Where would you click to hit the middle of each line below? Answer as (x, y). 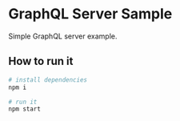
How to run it (41, 61)
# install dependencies (48, 80)
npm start (25, 109)
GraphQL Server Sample (90, 14)
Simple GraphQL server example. (63, 36)
